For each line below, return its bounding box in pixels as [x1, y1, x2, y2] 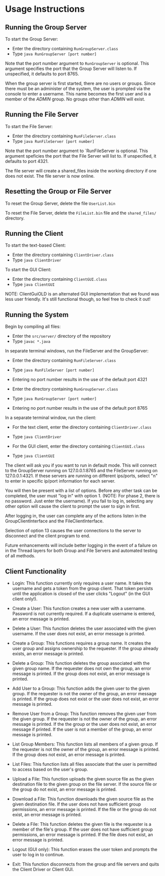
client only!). [12, 596, 38, 602]
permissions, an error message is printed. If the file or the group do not [12, 807, 157, 812]
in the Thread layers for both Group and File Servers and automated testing [5, 548, 158, 553]
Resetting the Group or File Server [5, 187, 112, 195]
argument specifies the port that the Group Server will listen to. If [5, 65, 137, 71]
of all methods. [5, 553, 35, 559]
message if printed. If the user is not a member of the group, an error [12, 726, 153, 732]
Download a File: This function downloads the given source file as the [12, 796, 154, 802]
